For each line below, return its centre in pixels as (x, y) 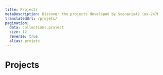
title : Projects (21, 9)
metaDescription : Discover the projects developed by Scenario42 (72, 14)
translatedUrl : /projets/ (31, 18)
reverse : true (24, 37)
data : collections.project (37, 28)
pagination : (17, 23)
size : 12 (18, 32)
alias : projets (25, 41)
